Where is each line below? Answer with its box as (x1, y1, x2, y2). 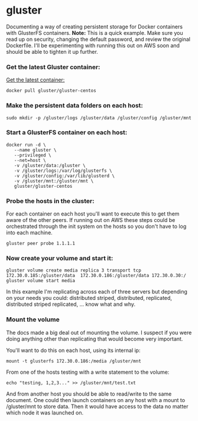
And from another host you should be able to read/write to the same (6, 390, 172, 397)
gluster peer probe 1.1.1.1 (6, 240, 76, 247)
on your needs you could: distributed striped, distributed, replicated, (6, 295, 173, 302)
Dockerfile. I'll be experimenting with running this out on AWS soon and (6, 42, 180, 49)
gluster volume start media (6, 278, 76, 284)
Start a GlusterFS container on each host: (6, 128, 128, 136)
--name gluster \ (14, 147, 57, 153)
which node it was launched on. (6, 409, 84, 416)
